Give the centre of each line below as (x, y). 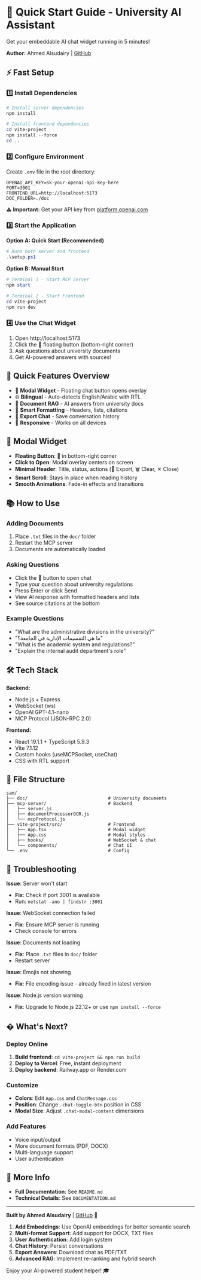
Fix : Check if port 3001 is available (57, 895)
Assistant (31, 25)
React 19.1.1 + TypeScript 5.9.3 (52, 741)
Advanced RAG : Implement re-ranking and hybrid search (85, 1258)
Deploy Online (27, 1044)
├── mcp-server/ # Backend (69, 804)
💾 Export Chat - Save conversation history (67, 416)
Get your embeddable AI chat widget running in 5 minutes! (78, 41)
